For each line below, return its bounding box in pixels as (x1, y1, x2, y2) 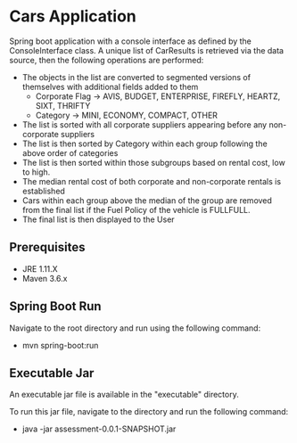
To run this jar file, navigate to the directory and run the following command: (9, 406, 289, 417)
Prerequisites (9, 240, 86, 255)
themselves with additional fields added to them (21, 81, 199, 92)
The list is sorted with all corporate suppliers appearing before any (21, 119, 268, 130)
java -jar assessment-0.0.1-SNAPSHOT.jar (21, 423, 177, 434)
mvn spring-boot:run (21, 340, 99, 350)
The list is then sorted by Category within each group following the (21, 138, 268, 149)
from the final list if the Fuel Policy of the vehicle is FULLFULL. (21, 204, 252, 215)
